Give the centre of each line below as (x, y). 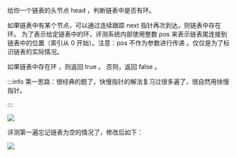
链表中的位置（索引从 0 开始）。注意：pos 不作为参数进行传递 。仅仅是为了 (115, 43)
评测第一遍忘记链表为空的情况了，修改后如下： (75, 132)
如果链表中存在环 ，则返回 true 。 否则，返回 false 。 (84, 67)
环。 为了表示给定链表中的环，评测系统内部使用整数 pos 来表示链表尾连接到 (117, 34)
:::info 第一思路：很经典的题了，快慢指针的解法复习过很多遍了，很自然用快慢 (118, 82)
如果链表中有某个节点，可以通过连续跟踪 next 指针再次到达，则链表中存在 (114, 25)
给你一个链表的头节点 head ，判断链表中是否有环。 (81, 10)
